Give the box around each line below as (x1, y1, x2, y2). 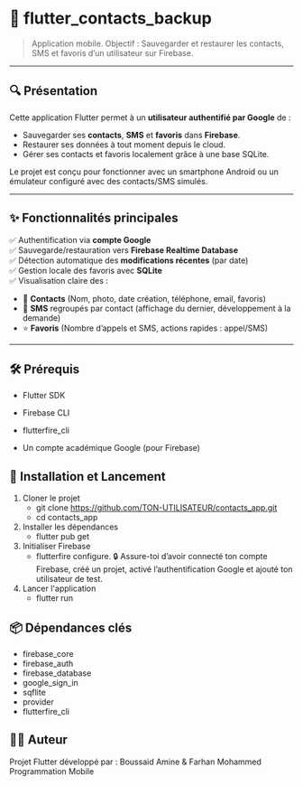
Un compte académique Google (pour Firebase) (22, 443, 201, 454)
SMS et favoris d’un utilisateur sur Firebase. (31, 47, 194, 58)
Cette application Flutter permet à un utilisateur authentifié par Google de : (9, 112, 291, 123)
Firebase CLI (22, 407, 70, 418)
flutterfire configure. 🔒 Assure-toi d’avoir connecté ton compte (35, 551, 268, 562)
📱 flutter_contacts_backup (9, 8, 212, 29)
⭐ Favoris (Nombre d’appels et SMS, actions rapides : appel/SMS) (22, 323, 269, 333)
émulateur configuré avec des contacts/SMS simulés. (9, 175, 208, 186)
